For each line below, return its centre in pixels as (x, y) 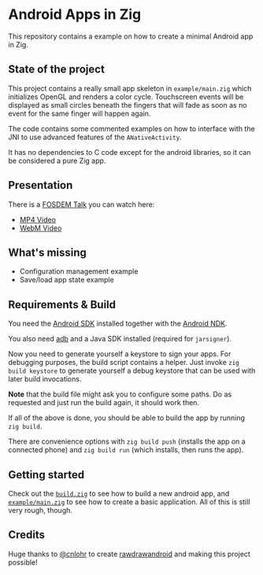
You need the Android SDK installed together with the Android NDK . (118, 323)
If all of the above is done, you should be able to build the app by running (127, 418)
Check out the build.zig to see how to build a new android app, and (119, 494)
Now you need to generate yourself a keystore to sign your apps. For (120, 354)
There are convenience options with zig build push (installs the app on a (127, 441)
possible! (23, 562)
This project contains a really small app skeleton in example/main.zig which (130, 88)
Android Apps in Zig (75, 15)
